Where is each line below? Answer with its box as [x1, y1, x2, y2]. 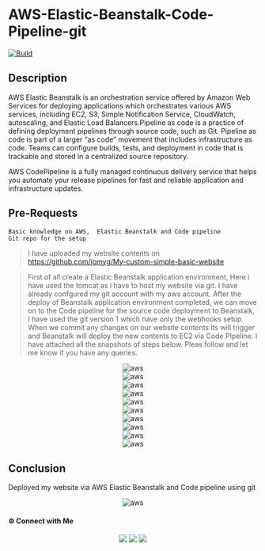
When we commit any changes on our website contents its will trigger [27, 322, 256, 332]
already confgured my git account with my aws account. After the [27, 289, 242, 298]
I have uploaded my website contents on [27, 248, 161, 258]
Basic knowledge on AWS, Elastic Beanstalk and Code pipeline [8, 227, 221, 235]
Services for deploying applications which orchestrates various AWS [8, 101, 232, 110]
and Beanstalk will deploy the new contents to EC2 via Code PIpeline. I [27, 331, 258, 340]
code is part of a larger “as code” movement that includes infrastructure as [8, 135, 252, 144]
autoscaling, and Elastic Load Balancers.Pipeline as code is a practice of [8, 117, 244, 127]
